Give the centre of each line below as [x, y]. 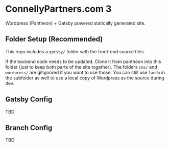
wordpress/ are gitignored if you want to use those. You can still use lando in [85, 72]
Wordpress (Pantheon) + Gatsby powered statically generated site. [76, 23]
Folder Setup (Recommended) [54, 39]
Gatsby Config [29, 100]
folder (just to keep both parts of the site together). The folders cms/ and [81, 67]
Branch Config [29, 128]
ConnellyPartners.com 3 [58, 9]
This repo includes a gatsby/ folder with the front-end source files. [75, 51]
